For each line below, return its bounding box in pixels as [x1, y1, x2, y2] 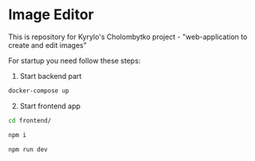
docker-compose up [8, 86, 69, 95]
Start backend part [19, 71, 82, 80]
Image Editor [8, 6, 94, 24]
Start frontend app [19, 101, 81, 111]
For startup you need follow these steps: [8, 56, 141, 65]
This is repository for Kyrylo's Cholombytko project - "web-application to [8, 32, 248, 41]
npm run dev [8, 145, 48, 153]
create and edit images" [8, 40, 88, 49]
